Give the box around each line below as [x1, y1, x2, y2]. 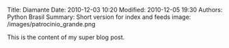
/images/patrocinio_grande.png [7, 20, 96, 28]
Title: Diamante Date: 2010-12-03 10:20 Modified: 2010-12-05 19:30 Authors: [7, 6, 223, 14]
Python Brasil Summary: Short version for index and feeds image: [7, 13, 191, 21]
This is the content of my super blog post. [7, 33, 125, 41]
